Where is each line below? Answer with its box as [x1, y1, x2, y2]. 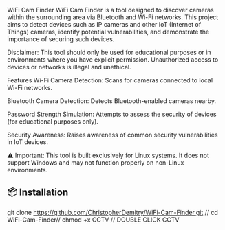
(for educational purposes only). [7, 117, 98, 126]
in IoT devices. [7, 138, 48, 146]
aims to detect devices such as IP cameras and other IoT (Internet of [7, 21, 202, 28]
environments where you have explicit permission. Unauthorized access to [7, 56, 219, 64]
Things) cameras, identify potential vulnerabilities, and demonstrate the [7, 27, 210, 36]
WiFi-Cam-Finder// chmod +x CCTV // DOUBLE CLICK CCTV [7, 216, 180, 224]
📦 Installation [7, 187, 69, 198]
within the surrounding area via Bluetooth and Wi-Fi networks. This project [7, 13, 219, 21]
